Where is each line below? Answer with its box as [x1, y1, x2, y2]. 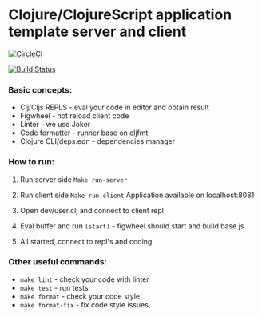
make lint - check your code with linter [19, 274, 149, 284]
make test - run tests [19, 283, 89, 292]
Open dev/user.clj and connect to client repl [19, 205, 164, 215]
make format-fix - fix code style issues [19, 299, 149, 309]
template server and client [8, 22, 187, 41]
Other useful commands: [8, 256, 108, 267]
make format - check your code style [19, 291, 141, 301]
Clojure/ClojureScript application [8, 6, 232, 24]
